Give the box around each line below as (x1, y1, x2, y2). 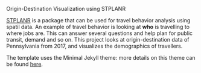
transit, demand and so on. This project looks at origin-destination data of (6, 36, 190, 43)
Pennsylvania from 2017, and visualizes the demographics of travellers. (6, 42, 183, 49)
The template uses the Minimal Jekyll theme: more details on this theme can (6, 54, 196, 61)
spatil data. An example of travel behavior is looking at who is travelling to (6, 24, 190, 30)
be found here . (6, 60, 43, 68)
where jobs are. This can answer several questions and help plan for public (6, 30, 193, 37)
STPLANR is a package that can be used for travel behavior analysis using (6, 17, 191, 24)
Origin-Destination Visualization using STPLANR (6, 5, 126, 12)
